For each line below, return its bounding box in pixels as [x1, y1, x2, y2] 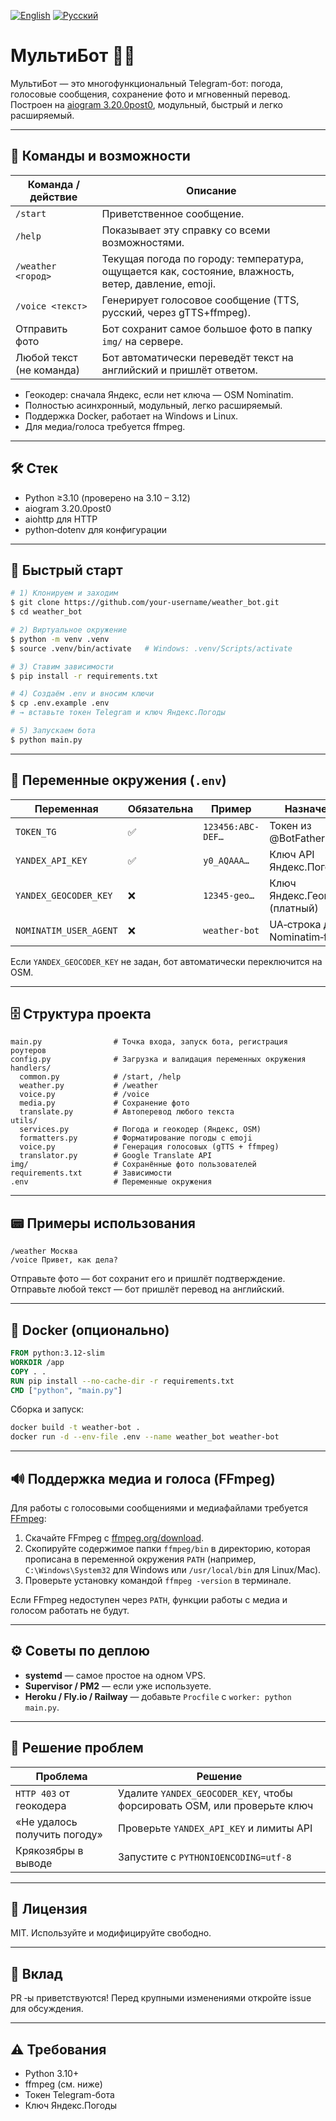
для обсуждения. [10, 2003, 84, 2015]
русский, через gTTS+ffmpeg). [101, 305, 252, 319]
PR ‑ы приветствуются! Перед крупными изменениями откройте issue [10, 1992, 312, 2004]
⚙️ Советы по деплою [10, 1643, 150, 1660]
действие [29, 190, 78, 204]
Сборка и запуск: [10, 1403, 85, 1415]
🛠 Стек [10, 460, 59, 477]
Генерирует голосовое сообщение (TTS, [101, 293, 300, 307]
